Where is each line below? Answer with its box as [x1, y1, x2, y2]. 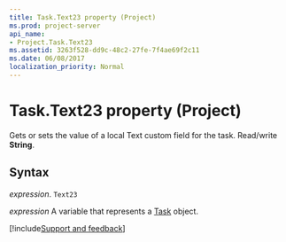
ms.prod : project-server [9, 21, 101, 30]
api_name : [9, 29, 46, 38]
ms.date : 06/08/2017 [9, 54, 86, 63]
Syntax [9, 165, 50, 180]
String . [9, 139, 35, 150]
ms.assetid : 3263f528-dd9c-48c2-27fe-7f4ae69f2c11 [9, 46, 200, 55]
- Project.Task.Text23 [9, 37, 93, 47]
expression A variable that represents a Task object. [9, 206, 199, 216]
